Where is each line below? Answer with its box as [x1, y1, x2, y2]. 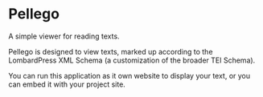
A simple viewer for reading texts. [8, 31, 120, 41]
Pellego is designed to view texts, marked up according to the [8, 46, 213, 56]
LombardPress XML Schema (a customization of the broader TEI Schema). [8, 55, 256, 65]
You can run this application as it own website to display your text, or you [8, 71, 251, 80]
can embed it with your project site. [8, 79, 126, 89]
